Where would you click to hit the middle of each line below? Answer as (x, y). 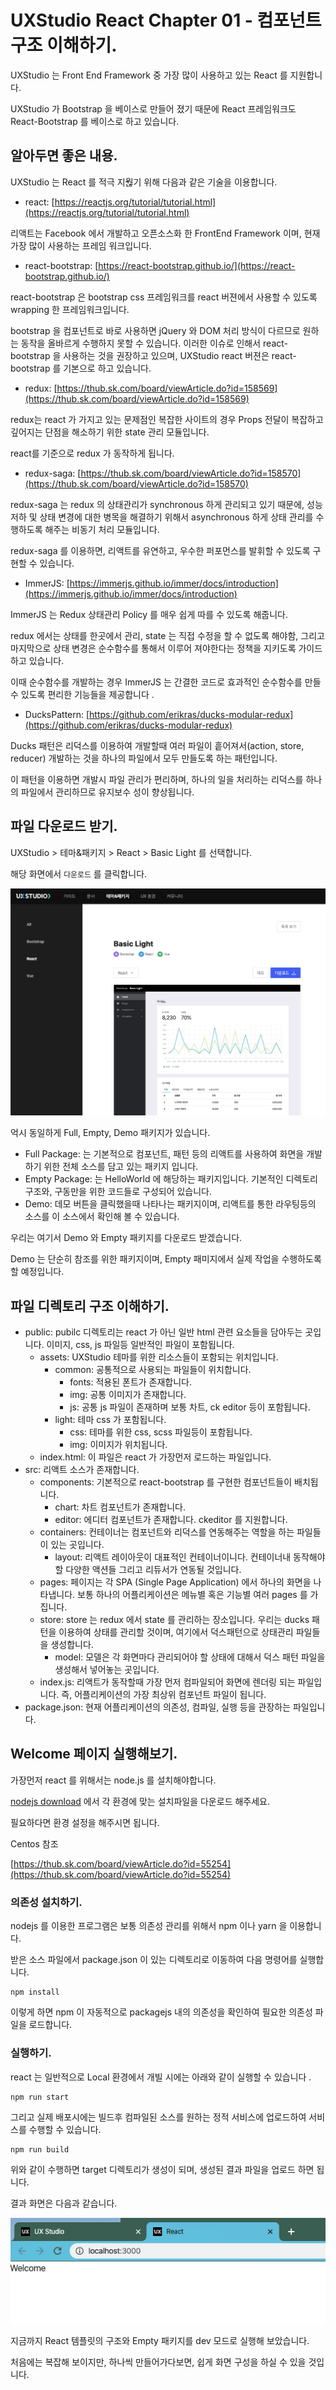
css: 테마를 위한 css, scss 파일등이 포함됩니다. (161, 1432)
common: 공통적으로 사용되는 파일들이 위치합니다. (153, 1370)
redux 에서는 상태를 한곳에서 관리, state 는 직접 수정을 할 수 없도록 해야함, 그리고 (167, 635)
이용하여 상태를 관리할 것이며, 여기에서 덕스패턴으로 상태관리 (176, 1632)
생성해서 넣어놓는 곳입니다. (107, 1670)
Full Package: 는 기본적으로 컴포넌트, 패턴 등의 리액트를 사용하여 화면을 (164, 1154)
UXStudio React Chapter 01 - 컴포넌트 (166, 20)
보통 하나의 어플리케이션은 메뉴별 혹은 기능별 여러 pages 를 (192, 1595)
